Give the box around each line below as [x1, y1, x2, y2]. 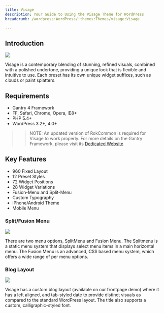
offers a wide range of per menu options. [5, 254, 89, 260]
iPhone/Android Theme [12, 200, 60, 206]
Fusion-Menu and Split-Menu [12, 189, 72, 195]
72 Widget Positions [12, 179, 53, 185]
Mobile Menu [12, 205, 39, 211]
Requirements [5, 92, 49, 100]
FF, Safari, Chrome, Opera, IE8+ [12, 110, 77, 116]
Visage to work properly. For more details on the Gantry [29, 136, 143, 141]
